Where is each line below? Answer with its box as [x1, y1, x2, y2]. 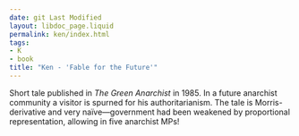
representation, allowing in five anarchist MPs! [9, 115, 180, 126]
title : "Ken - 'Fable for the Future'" [9, 64, 158, 72]
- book [9, 55, 34, 64]
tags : [9, 38, 30, 47]
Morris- [254, 97, 284, 107]
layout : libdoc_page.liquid [9, 21, 115, 30]
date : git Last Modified [9, 13, 102, 22]
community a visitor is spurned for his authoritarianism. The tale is [9, 97, 253, 107]
